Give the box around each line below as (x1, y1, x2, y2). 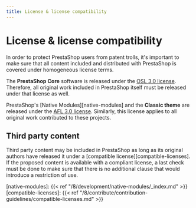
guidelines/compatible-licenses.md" (6, 196, 94, 203)
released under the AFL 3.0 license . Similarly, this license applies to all (6, 107, 177, 115)
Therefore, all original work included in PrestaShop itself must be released (6, 84, 187, 91)
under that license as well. (6, 90, 70, 97)
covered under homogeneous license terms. (6, 66, 114, 73)
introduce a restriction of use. (6, 171, 79, 179)
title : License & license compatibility (6, 8, 107, 15)
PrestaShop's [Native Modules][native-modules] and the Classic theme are (6, 101, 190, 108)
